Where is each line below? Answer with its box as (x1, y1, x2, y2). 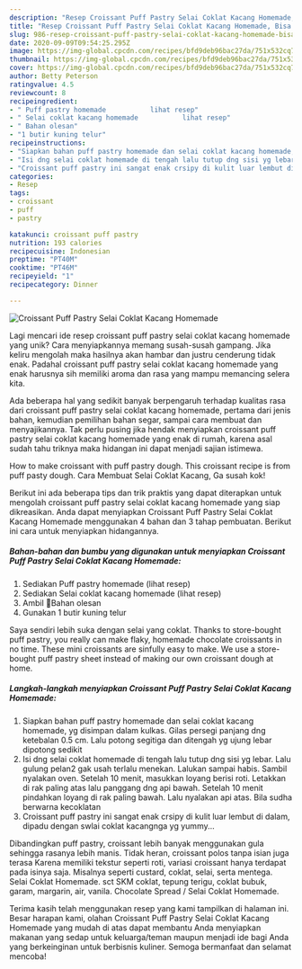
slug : (9, 30, 30, 39)
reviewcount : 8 (9, 88, 67, 97)
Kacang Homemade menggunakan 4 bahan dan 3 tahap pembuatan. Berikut (9, 516, 292, 527)
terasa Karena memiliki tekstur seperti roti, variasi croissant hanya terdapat (9, 857, 287, 867)
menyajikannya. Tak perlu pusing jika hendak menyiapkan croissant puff (9, 423, 277, 434)
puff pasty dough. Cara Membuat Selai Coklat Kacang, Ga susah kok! (9, 469, 266, 481)
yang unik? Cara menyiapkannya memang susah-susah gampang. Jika (9, 339, 271, 351)
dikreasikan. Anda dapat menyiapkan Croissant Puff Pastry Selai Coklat (9, 506, 273, 517)
